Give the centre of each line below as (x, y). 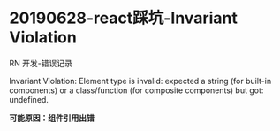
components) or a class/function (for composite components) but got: (136, 90)
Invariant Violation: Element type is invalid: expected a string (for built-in (140, 81)
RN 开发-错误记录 (41, 63)
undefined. (29, 99)
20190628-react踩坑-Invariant (124, 18)
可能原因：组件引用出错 (52, 118)
